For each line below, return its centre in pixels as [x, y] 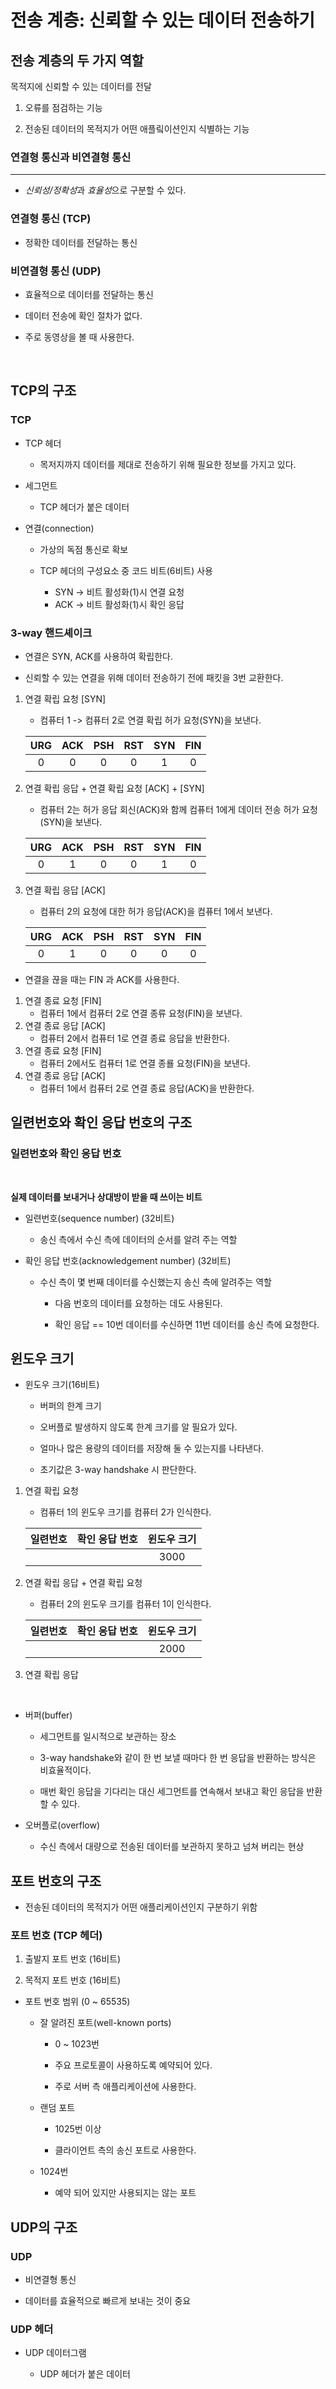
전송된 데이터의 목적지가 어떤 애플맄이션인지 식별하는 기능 [137, 129]
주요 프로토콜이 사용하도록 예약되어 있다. [133, 2065]
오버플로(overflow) [62, 1825]
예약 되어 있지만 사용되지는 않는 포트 [125, 2193]
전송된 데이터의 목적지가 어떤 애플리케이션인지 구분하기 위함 [141, 1907]
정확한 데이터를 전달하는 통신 [81, 242]
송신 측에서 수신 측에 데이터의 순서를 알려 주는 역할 [138, 1239]
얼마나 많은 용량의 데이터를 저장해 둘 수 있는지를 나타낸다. [152, 1448]
